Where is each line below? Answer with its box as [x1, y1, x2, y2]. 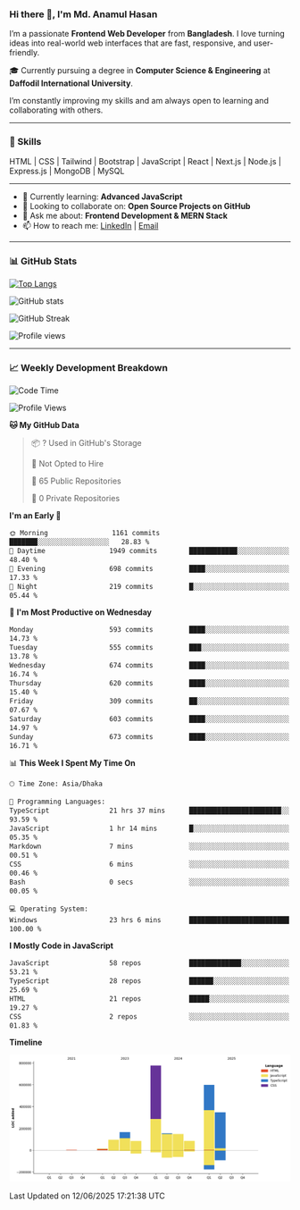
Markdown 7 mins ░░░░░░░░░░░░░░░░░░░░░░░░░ [9, 842, 290, 852]
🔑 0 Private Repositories [30, 493, 121, 504]
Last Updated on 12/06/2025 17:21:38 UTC [9, 1190, 165, 1201]
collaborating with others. [9, 105, 104, 115]
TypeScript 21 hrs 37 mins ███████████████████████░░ [9, 806, 290, 816]
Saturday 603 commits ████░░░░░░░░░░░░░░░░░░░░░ [9, 715, 290, 724]
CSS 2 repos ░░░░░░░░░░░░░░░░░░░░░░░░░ [9, 1013, 290, 1021]
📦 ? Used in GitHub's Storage [30, 438, 143, 449]
